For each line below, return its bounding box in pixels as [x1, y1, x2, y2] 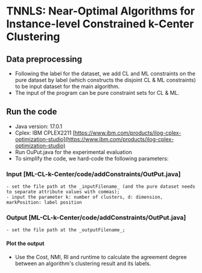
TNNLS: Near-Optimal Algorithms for [6, 4, 195, 18]
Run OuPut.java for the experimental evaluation [14, 148, 133, 155]
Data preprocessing [6, 54, 83, 64]
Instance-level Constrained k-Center [6, 17, 194, 31]
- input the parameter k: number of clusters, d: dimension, [6, 194, 163, 201]
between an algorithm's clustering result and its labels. [14, 260, 151, 267]
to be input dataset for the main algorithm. [14, 83, 120, 90]
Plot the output [6, 240, 45, 247]
